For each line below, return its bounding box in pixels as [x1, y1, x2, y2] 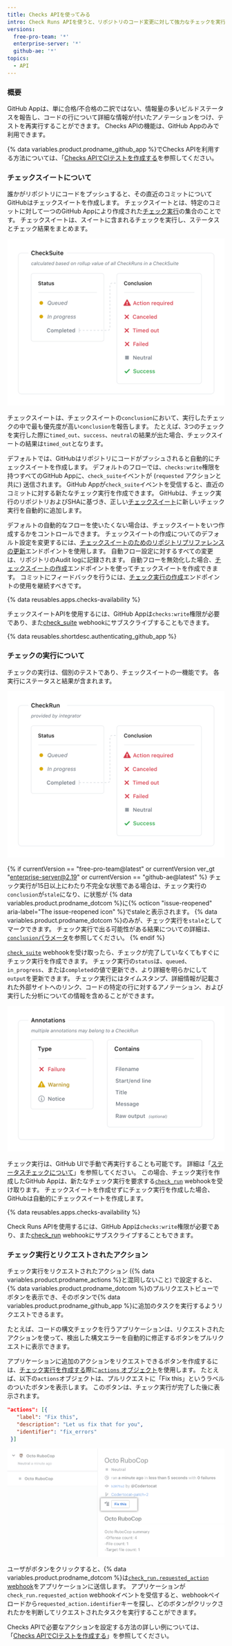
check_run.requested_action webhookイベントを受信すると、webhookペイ [7, 1591, 220, 1600]
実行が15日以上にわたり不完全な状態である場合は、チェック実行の [19, 882, 207, 890]
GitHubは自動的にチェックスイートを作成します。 [7, 1194, 147, 1203]
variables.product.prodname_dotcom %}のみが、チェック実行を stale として [7, 917, 222, 925]
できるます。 [30, 1310, 68, 1319]
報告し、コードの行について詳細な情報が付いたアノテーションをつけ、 [19, 113, 218, 121]
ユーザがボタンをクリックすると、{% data [7, 1565, 126, 1573]
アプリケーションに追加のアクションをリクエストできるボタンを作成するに [7, 1357, 219, 1365]
